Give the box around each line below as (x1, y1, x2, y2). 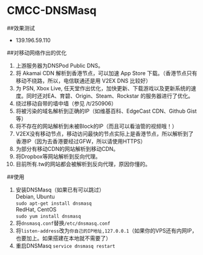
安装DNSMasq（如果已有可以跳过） (15, 186, 105, 193)
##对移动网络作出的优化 (7, 49, 67, 56)
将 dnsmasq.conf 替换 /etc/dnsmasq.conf (15, 219, 111, 227)
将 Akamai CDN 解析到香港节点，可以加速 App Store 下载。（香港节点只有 (15, 69, 198, 76)
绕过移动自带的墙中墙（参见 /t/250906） (15, 99, 117, 107)
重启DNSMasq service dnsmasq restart (15, 242, 115, 249)
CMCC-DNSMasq (7, 4, 97, 18)
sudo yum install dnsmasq (15, 213, 81, 219)
